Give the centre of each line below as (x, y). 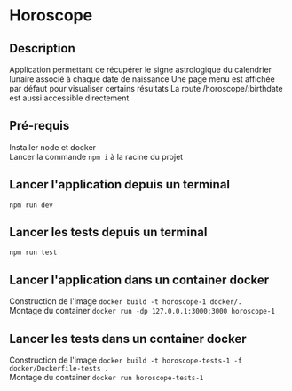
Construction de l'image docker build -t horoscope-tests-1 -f (126, 360)
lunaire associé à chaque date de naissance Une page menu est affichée (142, 79)
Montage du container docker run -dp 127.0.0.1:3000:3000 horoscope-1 (142, 311)
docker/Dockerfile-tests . (59, 369)
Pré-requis (39, 126)
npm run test (33, 253)
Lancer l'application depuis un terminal (120, 184)
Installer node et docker (52, 147)
